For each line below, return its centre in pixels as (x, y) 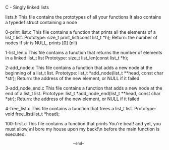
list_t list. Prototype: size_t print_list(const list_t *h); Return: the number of (81, 38)
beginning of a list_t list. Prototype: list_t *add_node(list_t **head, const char (84, 73)
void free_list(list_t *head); (33, 114)
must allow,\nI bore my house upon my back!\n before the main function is (82, 129)
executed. (16, 134)
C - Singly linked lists (27, 7)
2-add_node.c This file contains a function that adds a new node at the (79, 68)
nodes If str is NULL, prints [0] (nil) (41, 43)
